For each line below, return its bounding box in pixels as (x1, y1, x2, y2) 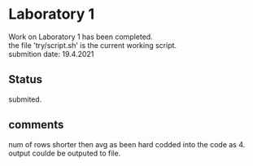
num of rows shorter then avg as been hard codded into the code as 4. (8, 139, 246, 149)
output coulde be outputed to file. (8, 148, 121, 158)
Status (8, 72, 43, 86)
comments (8, 118, 64, 132)
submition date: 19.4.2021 (8, 49, 94, 59)
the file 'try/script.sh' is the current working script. (8, 40, 177, 50)
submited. (8, 94, 42, 104)
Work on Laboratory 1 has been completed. (8, 32, 153, 41)
